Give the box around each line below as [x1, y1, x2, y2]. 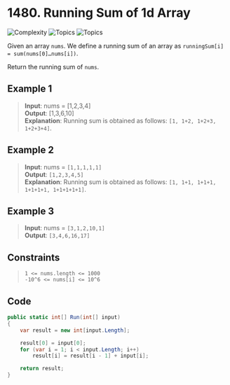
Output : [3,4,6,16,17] [24, 231, 90, 239]
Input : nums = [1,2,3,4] [24, 101, 91, 110]
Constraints [7, 251, 60, 263]
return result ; [20, 365, 65, 372]
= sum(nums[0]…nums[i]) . [7, 49, 79, 57]
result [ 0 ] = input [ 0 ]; [20, 339, 86, 346]
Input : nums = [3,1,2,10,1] [24, 224, 105, 232]
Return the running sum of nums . [7, 62, 100, 71]
